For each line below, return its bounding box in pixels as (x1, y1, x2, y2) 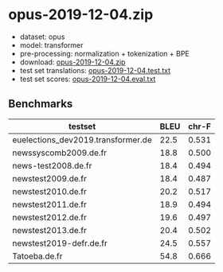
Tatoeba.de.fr (12, 251, 63, 262)
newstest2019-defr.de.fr (12, 237, 108, 248)
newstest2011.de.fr (12, 199, 88, 210)
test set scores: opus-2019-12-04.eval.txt (19, 74, 156, 84)
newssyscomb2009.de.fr (12, 147, 108, 158)
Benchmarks (8, 97, 73, 111)
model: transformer (19, 40, 84, 49)
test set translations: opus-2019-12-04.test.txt (19, 65, 171, 75)
